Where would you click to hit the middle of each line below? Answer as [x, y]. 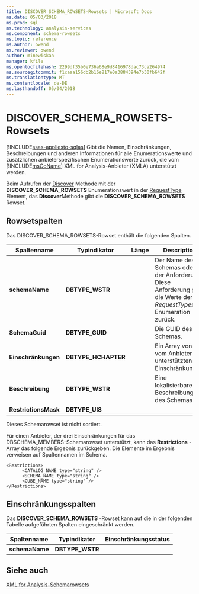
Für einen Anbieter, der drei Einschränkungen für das [71, 435]
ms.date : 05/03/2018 [32, 17]
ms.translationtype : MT [36, 78]
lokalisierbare [174, 385]
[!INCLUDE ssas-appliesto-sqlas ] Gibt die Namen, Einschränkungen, [89, 147]
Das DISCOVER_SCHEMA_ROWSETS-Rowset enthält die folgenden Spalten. [99, 235]
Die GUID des [174, 329]
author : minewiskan [30, 56]
